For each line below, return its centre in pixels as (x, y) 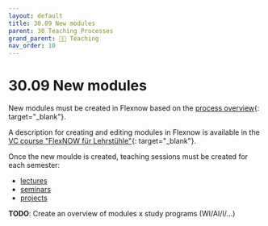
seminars (35, 190)
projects (34, 198)
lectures (33, 181)
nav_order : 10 (32, 46)
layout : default (36, 16)
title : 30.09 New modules (52, 23)
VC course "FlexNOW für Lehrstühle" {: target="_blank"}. (102, 141)
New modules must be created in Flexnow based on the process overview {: (134, 108)
